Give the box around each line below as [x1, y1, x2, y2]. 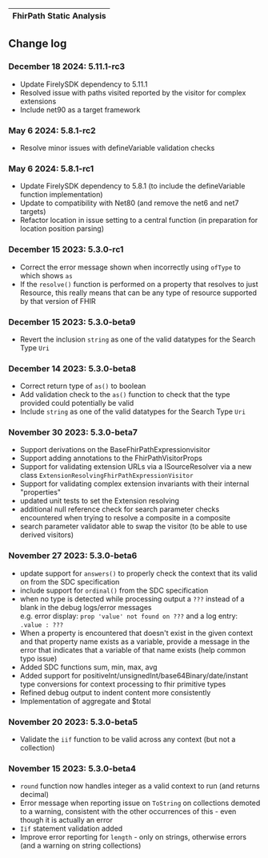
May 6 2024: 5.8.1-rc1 [8, 163, 94, 174]
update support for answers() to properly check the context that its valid [19, 569, 258, 578]
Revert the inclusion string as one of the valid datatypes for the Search [19, 334, 256, 344]
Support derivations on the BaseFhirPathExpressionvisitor [19, 445, 210, 455]
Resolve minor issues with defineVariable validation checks [19, 143, 215, 152]
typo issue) [19, 654, 58, 663]
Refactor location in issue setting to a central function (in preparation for [19, 216, 258, 225]
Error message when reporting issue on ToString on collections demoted [19, 798, 261, 808]
